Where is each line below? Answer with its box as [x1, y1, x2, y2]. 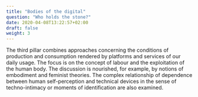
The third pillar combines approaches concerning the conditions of [6, 46, 169, 53]
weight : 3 [6, 31, 31, 36]
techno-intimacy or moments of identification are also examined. [6, 84, 164, 91]
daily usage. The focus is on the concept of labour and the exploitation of [6, 59, 185, 66]
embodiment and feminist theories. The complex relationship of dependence [6, 72, 193, 79]
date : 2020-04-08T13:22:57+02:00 [6, 19, 89, 25]
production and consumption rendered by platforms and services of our [6, 53, 181, 60]
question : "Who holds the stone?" [6, 14, 92, 20]
